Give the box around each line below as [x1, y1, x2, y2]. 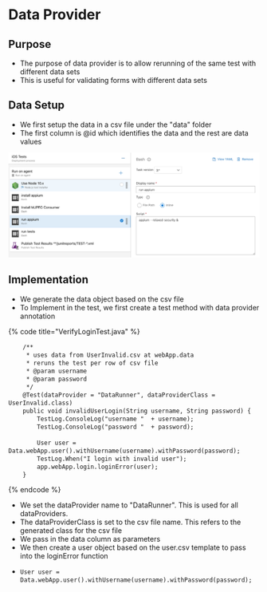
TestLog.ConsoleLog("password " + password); [37, 423, 194, 431]
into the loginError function [19, 551, 109, 560]
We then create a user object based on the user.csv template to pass [19, 543, 246, 552]
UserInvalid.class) [8, 399, 73, 407]
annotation [19, 311, 56, 321]
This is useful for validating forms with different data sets [19, 76, 207, 85]
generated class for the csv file [19, 525, 122, 535]
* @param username [26, 367, 88, 375]
